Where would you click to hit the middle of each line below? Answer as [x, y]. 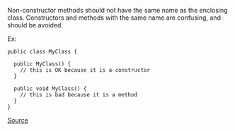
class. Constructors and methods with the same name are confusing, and [114, 18]
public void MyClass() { [50, 89]
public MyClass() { [42, 64]
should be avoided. [35, 25]
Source [18, 120]
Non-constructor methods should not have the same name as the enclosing [117, 10]
